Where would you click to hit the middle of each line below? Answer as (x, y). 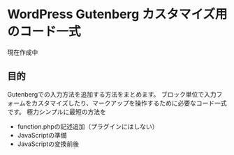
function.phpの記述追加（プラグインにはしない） (88, 127)
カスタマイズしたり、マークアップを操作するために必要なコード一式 (129, 103)
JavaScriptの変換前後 (48, 144)
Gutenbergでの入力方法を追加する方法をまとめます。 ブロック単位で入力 (112, 94)
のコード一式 (44, 32)
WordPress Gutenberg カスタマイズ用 (117, 14)
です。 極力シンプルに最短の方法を (57, 111)
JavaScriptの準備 (42, 135)
